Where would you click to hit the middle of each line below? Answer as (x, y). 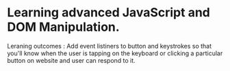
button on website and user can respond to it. (71, 60)
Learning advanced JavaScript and (108, 13)
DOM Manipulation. (63, 27)
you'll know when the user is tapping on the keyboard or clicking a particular (115, 53)
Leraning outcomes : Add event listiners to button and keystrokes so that (110, 46)
